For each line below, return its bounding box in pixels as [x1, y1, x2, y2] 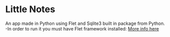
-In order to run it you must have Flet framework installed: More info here [5, 25, 159, 31]
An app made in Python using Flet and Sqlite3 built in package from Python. [5, 20, 165, 26]
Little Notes [5, 4, 55, 15]
